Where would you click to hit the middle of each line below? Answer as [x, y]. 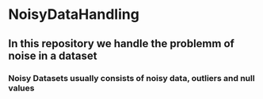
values [21, 88]
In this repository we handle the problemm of [122, 44]
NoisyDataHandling [74, 15]
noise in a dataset [53, 55]
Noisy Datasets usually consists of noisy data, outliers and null [131, 78]
